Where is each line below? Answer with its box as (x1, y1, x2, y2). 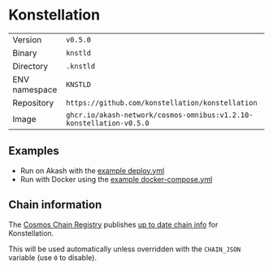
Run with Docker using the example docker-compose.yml (19, 174, 213, 184)
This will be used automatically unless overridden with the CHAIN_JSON (8, 244, 241, 254)
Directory (12, 60, 49, 72)
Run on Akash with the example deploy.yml (19, 165, 165, 176)
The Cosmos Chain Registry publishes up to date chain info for (8, 220, 219, 229)
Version (12, 34, 42, 46)
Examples (8, 144, 59, 158)
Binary (12, 47, 38, 59)
